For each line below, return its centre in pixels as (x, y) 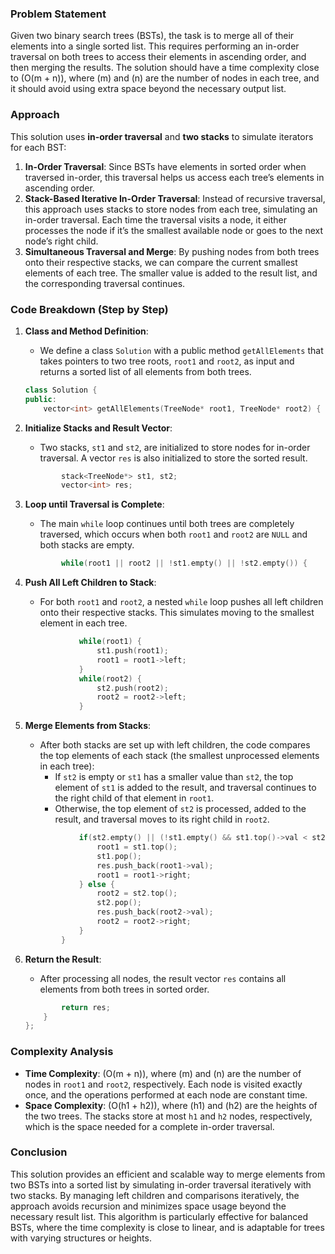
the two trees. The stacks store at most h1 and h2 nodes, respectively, (168, 1116)
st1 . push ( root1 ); (132, 651)
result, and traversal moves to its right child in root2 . (162, 819)
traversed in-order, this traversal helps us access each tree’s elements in (174, 177)
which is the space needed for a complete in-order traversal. (149, 1126)
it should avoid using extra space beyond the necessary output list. (148, 89)
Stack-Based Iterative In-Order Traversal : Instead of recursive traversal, (175, 198)
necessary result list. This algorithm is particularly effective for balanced (159, 1216)
